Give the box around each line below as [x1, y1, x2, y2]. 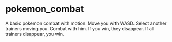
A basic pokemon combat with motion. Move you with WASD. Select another [5, 20, 167, 26]
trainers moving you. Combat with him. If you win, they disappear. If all [5, 25, 155, 31]
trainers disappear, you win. [5, 31, 64, 37]
